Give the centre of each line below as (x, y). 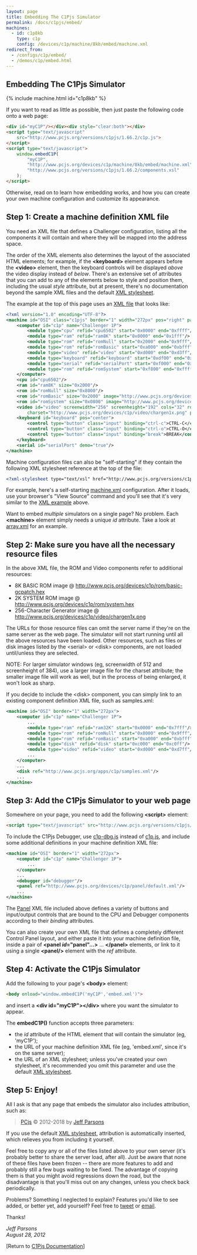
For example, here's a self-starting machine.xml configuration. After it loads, (98, 490)
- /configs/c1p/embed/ (39, 55)
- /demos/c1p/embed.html (42, 60)
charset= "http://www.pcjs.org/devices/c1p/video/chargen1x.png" (107, 413)
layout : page (22, 11)
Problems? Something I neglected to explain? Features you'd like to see (92, 1199)
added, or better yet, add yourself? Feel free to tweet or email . (81, 1206)
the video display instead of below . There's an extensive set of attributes (94, 274)
